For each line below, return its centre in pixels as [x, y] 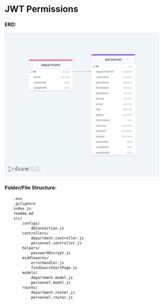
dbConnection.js [47, 228]
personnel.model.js [51, 282]
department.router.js [53, 292]
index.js [22, 208]
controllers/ [36, 233]
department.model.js [52, 277]
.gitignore [25, 203]
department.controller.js [57, 238]
